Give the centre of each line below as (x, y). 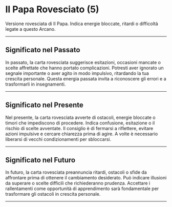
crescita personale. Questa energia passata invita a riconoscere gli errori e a (86, 78)
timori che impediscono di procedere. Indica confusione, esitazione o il (80, 123)
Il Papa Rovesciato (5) (52, 9)
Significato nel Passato (43, 50)
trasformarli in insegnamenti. (36, 84)
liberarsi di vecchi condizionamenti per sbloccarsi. (58, 139)
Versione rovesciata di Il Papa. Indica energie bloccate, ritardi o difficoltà (82, 24)
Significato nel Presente (44, 105)
